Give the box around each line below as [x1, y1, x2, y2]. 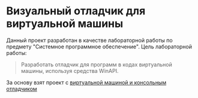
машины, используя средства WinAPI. [20, 67, 119, 74]
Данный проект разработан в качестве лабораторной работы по [6, 36, 173, 44]
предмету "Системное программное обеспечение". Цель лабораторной [6, 43, 193, 50]
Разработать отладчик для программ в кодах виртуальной [20, 61, 172, 68]
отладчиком [6, 85, 37, 92]
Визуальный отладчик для [6, 4, 146, 18]
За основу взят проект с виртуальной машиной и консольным [6, 79, 167, 86]
